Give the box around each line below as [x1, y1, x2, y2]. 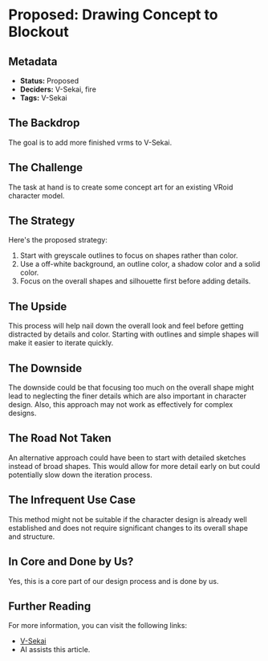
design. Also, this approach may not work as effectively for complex [8, 400, 233, 410]
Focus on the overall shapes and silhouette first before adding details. [19, 276, 251, 286]
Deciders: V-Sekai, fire [19, 84, 96, 94]
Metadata [8, 55, 58, 68]
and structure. [8, 532, 55, 541]
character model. [8, 190, 65, 200]
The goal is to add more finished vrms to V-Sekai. [8, 137, 173, 147]
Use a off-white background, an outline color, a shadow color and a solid [19, 259, 261, 269]
